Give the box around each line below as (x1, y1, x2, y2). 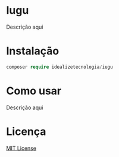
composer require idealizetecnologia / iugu (6, 64, 113, 70)
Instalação (6, 44, 59, 58)
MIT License (6, 144, 37, 152)
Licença (6, 125, 46, 138)
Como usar (6, 84, 62, 97)
